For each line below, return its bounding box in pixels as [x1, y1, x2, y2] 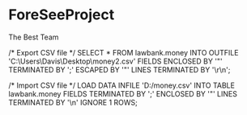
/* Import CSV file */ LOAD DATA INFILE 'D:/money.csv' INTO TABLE [8, 80, 235, 90]
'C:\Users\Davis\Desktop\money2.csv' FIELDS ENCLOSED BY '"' [8, 56, 223, 66]
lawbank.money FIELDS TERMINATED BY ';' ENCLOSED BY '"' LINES [8, 88, 237, 98]
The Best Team [8, 32, 59, 42]
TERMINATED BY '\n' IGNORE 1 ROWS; [8, 97, 138, 107]
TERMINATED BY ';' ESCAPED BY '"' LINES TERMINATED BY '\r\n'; [8, 64, 231, 74]
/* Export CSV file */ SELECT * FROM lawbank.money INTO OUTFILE [8, 47, 239, 57]
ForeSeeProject [8, 6, 115, 24]
